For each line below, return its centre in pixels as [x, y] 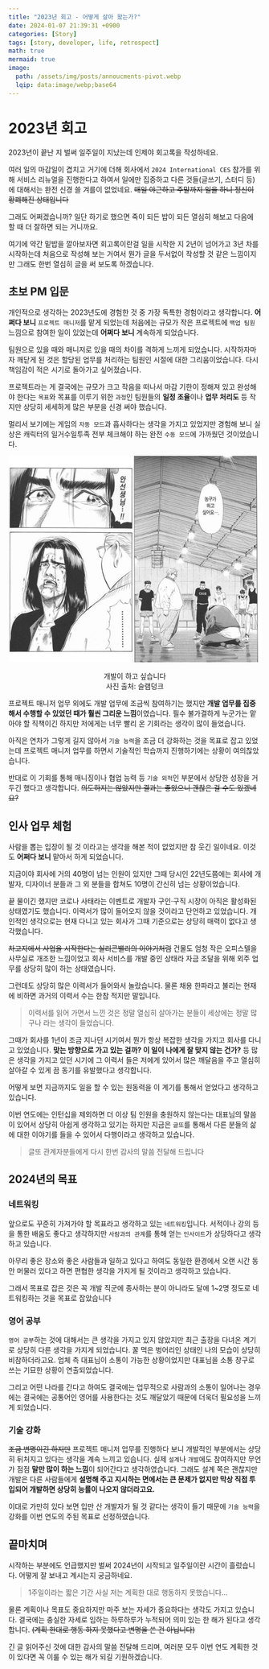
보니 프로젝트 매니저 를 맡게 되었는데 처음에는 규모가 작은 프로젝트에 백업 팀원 [139, 323]
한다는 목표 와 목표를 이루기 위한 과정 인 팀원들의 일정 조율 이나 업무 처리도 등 [132, 397]
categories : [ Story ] [43, 34]
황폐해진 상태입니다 [39, 199]
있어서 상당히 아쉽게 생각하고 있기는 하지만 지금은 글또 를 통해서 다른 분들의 [132, 1125]
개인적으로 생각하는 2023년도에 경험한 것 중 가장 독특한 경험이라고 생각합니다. [130, 312]
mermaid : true [32, 60]
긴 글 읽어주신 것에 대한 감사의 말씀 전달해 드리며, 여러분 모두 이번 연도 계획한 [129, 1647]
